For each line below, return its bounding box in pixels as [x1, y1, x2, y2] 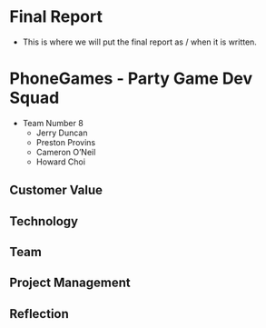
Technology [9, 214, 79, 229]
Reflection [9, 306, 70, 322]
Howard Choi [35, 156, 86, 167]
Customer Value [9, 183, 103, 198]
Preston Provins [35, 136, 96, 147]
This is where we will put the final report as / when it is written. [22, 36, 257, 47]
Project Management [9, 275, 131, 291]
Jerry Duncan [35, 127, 88, 138]
